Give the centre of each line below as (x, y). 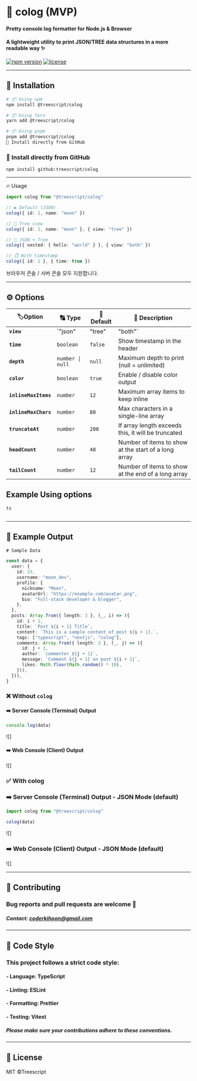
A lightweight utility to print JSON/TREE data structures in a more (87, 42)
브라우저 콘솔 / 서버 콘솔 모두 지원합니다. (52, 273)
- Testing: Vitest (26, 1016)
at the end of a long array (153, 474)
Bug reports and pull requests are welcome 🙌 (71, 904)
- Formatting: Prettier (33, 1003)
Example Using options (49, 495)
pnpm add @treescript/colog (40, 137)
